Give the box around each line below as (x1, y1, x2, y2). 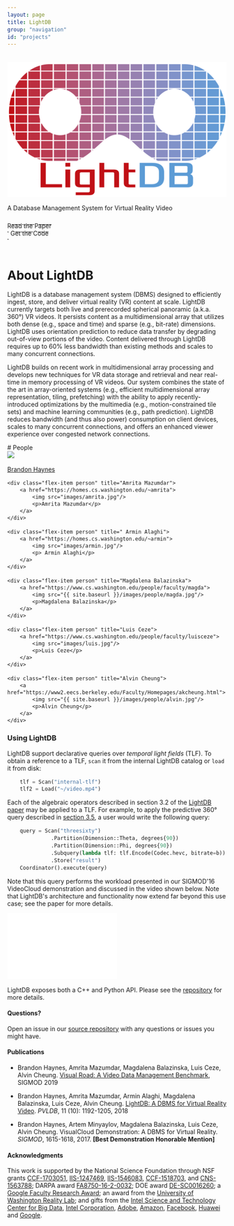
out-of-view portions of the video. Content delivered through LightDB (7, 335, 206, 344)
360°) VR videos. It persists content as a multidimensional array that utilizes (7, 313, 225, 321)
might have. (7, 1032, 41, 1040)
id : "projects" (7, 34, 52, 40)
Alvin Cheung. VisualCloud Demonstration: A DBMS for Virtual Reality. (17, 1128, 218, 1136)
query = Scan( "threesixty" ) (19, 827, 101, 834)
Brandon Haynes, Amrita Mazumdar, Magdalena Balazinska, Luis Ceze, (17, 1063, 221, 1072)
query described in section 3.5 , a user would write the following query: (7, 813, 210, 822)
